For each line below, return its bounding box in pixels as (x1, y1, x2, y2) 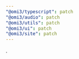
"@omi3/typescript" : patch (5, 8, 74, 15)
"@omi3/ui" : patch (5, 25, 52, 32)
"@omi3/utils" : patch (5, 20, 60, 26)
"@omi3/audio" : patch (5, 14, 60, 20)
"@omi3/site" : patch (5, 31, 58, 37)
